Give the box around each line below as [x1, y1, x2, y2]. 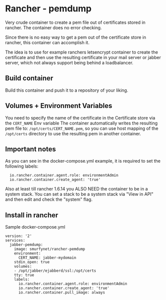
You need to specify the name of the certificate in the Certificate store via [5, 115, 156, 120]
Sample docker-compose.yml [5, 224, 65, 230]
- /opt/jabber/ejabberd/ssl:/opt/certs [14, 268, 97, 273]
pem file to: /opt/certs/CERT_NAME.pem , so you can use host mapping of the [5, 125, 159, 131]
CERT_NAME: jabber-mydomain [18, 255, 77, 260]
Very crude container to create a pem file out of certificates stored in [5, 19, 146, 25]
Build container [5, 74, 54, 82]
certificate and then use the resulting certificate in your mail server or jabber [5, 54, 161, 60]
